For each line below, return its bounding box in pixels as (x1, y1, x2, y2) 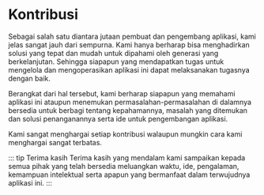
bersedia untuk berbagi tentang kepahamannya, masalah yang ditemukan (8, 105, 247, 115)
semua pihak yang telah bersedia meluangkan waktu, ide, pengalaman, (8, 161, 239, 171)
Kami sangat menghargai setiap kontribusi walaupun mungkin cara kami (8, 129, 243, 139)
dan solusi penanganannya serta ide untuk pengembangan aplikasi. (8, 114, 228, 123)
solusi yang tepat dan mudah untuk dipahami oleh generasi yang (8, 48, 219, 58)
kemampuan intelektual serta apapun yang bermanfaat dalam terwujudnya (8, 170, 251, 179)
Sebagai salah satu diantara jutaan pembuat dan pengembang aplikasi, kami (8, 32, 257, 41)
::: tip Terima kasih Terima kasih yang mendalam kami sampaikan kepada (8, 152, 246, 163)
